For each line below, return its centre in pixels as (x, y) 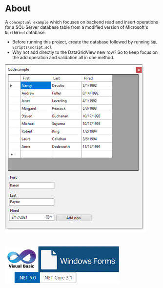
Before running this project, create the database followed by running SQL (85, 41)
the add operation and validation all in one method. (63, 57)
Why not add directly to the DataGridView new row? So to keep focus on (85, 52)
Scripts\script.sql (32, 47)
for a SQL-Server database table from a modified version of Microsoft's (77, 27)
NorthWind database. (26, 32)
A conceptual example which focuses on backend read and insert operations (82, 22)
